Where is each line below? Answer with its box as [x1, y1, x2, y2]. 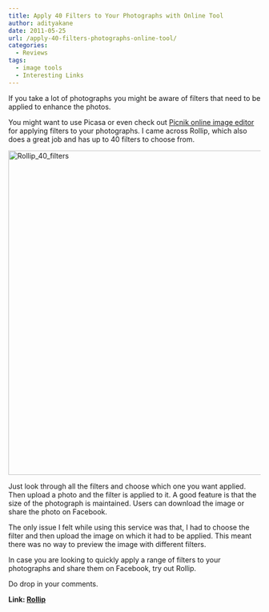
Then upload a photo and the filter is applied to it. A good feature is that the [8, 489, 257, 499]
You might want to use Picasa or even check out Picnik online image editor [8, 117, 255, 127]
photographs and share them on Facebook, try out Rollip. [8, 563, 197, 573]
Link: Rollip [8, 594, 46, 604]
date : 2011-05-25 [8, 26, 66, 34]
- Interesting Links [15, 71, 84, 79]
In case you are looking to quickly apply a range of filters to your [8, 554, 222, 565]
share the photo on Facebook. [8, 506, 108, 517]
